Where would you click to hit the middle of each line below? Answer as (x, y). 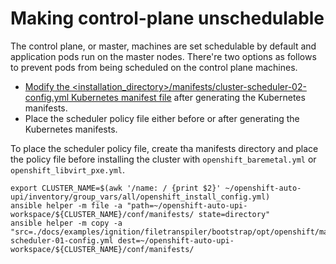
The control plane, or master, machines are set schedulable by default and (163, 46)
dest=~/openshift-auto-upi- (176, 240)
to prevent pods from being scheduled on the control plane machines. (154, 67)
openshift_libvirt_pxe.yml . (68, 169)
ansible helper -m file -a (66, 205)
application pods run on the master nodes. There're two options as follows (163, 56)
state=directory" (234, 214)
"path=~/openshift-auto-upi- (187, 205)
